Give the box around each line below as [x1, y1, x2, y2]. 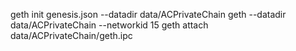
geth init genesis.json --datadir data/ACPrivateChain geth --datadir [10, 9, 287, 20]
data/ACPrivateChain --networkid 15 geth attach [10, 19, 209, 31]
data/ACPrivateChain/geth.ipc [10, 30, 133, 41]
